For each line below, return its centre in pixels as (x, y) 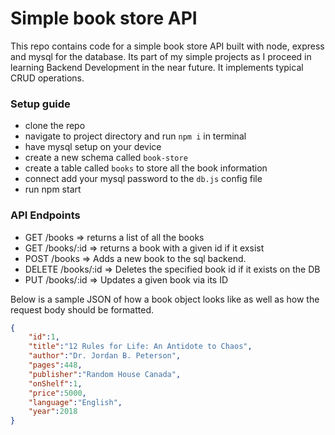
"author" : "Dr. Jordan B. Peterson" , (105, 356)
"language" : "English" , (75, 402)
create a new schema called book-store (106, 158)
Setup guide (40, 104)
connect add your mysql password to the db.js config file (143, 179)
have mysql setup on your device (93, 147)
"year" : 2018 (53, 412)
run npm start (53, 189)
